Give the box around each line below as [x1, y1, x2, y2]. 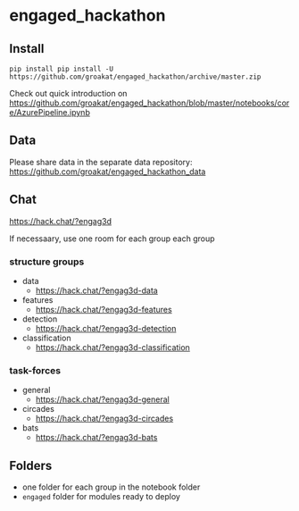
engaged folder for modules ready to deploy [21, 491, 181, 502]
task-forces [9, 364, 61, 376]
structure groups [9, 255, 85, 268]
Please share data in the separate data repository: [9, 156, 193, 167]
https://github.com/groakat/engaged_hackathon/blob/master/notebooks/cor [9, 97, 290, 108]
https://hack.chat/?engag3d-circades [35, 413, 174, 424]
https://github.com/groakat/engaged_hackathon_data [9, 166, 206, 177]
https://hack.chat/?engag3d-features [35, 304, 172, 314]
